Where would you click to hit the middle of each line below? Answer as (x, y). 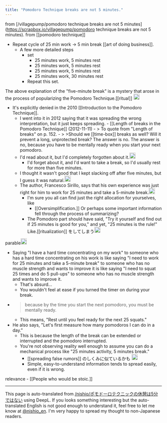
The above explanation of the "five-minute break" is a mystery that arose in (82, 91)
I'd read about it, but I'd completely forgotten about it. (75, 157)
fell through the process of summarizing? (77, 213)
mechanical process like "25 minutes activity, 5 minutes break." (85, 351)
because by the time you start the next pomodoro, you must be (89, 304)
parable (13, 243)
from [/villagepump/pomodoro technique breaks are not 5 (64, 24)
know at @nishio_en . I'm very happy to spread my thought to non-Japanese (83, 411)
